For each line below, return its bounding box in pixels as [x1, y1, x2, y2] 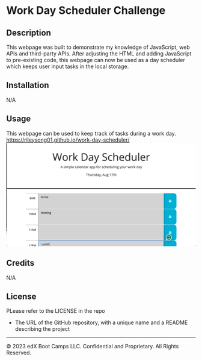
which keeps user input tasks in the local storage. [6, 63, 129, 70]
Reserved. [6, 349, 32, 356]
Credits [6, 258, 35, 268]
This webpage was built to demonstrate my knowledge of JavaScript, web [6, 43, 191, 51]
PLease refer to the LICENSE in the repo [6, 307, 105, 315]
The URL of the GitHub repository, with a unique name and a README [14, 319, 188, 326]
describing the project [14, 325, 70, 333]
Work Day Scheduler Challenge [6, 4, 166, 17]
